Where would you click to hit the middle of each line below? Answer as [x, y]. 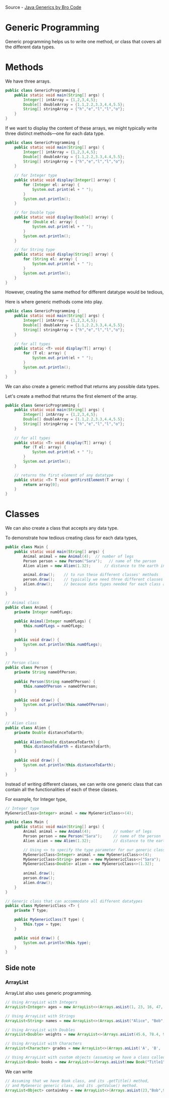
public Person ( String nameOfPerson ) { [55, 682]
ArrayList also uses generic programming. [49, 993]
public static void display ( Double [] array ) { [64, 217]
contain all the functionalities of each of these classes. [62, 789]
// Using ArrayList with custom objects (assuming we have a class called [85, 1057]
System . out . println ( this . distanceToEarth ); [69, 765]
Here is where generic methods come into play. [54, 302]
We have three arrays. [28, 81]
